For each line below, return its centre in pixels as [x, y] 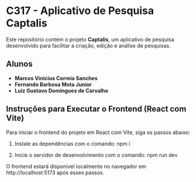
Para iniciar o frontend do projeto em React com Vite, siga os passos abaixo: [98, 132]
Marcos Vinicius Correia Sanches [56, 78]
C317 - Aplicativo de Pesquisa [80, 11]
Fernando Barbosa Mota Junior [53, 84]
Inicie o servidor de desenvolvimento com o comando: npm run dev [96, 155]
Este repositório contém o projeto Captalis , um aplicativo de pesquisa [90, 39]
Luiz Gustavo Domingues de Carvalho [61, 90]
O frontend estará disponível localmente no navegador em [76, 166]
